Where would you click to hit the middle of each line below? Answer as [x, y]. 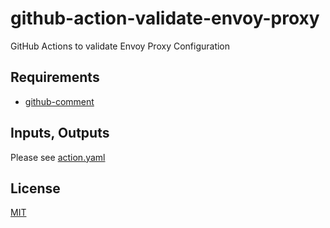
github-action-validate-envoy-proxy [165, 18]
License [35, 188]
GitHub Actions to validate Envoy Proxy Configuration [120, 46]
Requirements [55, 77]
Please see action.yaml [58, 157]
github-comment [59, 101]
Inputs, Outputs [60, 133]
